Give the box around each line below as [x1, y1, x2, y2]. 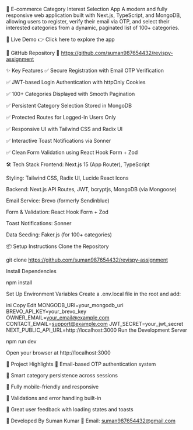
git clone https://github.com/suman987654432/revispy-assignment [6, 256, 168, 263]
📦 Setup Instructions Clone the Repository [6, 243, 109, 250]
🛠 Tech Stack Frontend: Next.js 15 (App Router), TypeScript [6, 161, 150, 168]
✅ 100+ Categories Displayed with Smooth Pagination [6, 91, 135, 97]
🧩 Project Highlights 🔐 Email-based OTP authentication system [6, 360, 156, 367]
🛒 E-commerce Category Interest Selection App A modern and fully [6, 6, 168, 12]
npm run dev [6, 338, 37, 345]
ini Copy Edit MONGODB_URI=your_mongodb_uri [6, 302, 124, 308]
